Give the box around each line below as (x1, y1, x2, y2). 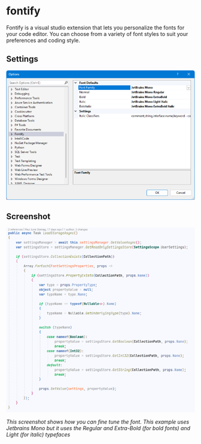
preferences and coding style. (6, 37, 81, 44)
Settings (6, 54, 39, 64)
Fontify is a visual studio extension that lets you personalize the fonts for (6, 24, 185, 31)
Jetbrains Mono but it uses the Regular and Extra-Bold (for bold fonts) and (6, 424, 190, 431)
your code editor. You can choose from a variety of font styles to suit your (6, 30, 188, 37)
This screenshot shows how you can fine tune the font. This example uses (6, 418, 190, 425)
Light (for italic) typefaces (6, 431, 71, 438)
